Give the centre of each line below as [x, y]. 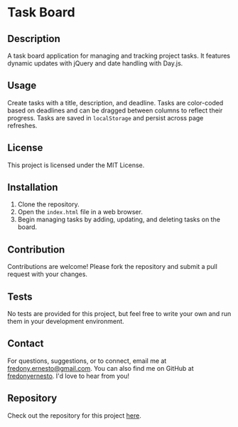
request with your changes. [47, 274]
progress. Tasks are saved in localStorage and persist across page [106, 117]
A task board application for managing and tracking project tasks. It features [119, 56]
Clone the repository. [48, 204]
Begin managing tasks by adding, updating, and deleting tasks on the [119, 220]
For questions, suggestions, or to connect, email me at [87, 361]
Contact [26, 343]
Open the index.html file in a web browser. [80, 212]
